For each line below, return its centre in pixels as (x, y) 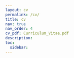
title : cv (16, 19)
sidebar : (19, 47)
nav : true (16, 24)
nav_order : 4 (19, 29)
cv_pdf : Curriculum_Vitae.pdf (37, 33)
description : (19, 38)
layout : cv (17, 10)
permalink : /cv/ (22, 15)
